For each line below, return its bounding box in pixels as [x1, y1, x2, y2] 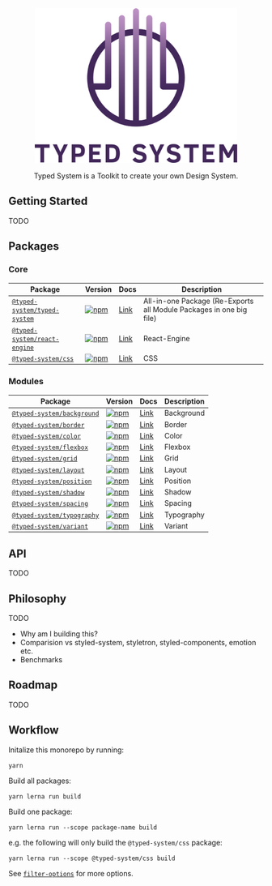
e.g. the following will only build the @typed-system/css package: [8, 837, 223, 847]
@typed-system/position [11, 477, 92, 486]
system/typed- [11, 306, 60, 315]
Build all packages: [8, 776, 71, 785]
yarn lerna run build [8, 792, 82, 801]
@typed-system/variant [11, 522, 89, 530]
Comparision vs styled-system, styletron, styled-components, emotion [19, 638, 257, 647]
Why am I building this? [19, 629, 99, 639]
